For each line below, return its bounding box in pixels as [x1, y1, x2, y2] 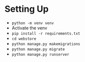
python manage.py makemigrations [11, 41, 81, 46]
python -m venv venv [11, 21, 54, 26]
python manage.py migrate [11, 47, 65, 52]
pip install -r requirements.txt [11, 31, 81, 36]
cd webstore [11, 36, 36, 41]
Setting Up [4, 3, 49, 15]
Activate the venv [11, 25, 48, 31]
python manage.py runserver [11, 52, 69, 57]
